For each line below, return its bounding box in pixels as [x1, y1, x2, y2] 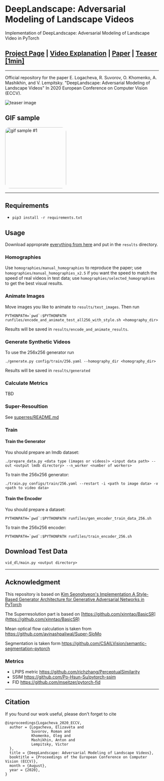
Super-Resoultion [5, 403, 48, 410]
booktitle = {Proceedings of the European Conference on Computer [9, 755, 147, 759]
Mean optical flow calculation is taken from [5, 625, 92, 631]
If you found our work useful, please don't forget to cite [5, 711, 117, 717]
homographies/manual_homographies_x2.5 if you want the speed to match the [5, 270, 157, 276]
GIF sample [5, 114, 40, 122]
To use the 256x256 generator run [5, 350, 74, 356]
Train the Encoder [5, 495, 42, 502]
